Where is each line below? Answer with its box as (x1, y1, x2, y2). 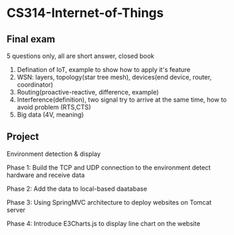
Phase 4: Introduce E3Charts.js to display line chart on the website (6, 219, 201, 227)
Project (6, 131, 40, 143)
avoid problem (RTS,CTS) (16, 103, 91, 111)
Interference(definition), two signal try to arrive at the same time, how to (16, 95, 227, 104)
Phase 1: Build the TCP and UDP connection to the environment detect (6, 163, 211, 171)
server (6, 205, 26, 214)
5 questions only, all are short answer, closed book (6, 52, 155, 60)
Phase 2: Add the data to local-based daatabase (6, 184, 148, 193)
